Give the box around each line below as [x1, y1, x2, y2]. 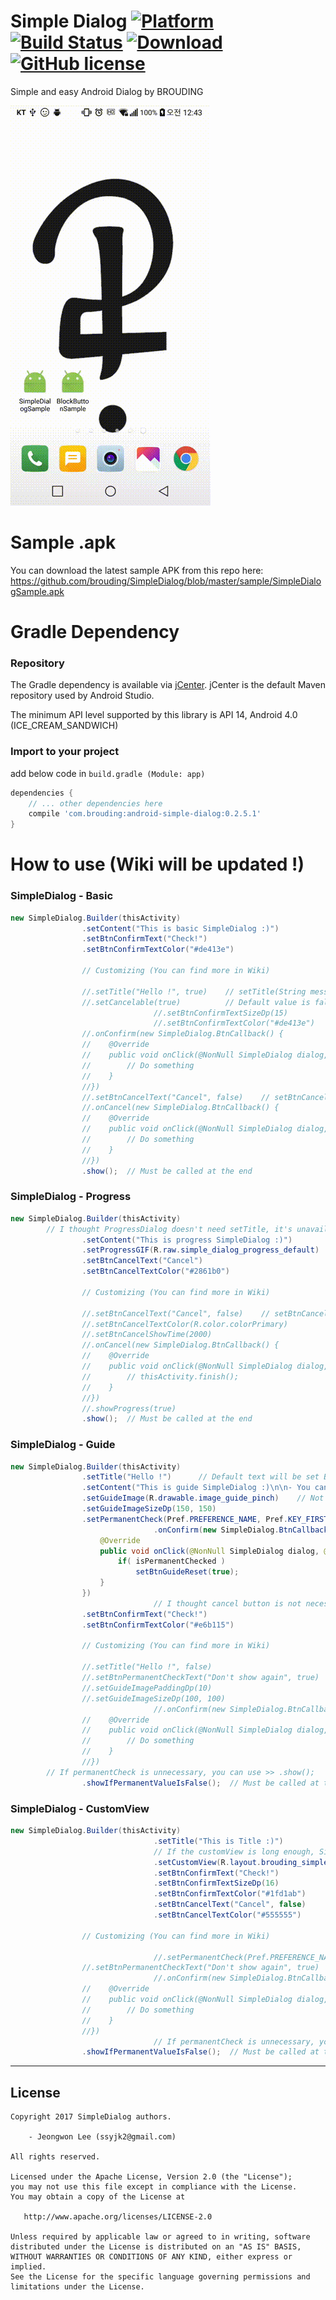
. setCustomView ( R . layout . [153, 1857, 262, 1867]
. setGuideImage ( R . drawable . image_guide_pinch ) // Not [81, 1493, 325, 1504]
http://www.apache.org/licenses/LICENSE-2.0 [23, 2212, 213, 2222]
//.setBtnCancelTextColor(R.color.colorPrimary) [81, 1319, 288, 1329]
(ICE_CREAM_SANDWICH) [10, 720, 119, 732]
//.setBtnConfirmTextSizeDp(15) [153, 1008, 288, 1018]
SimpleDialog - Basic [10, 889, 114, 903]
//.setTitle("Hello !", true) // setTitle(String [81, 986, 307, 997]
